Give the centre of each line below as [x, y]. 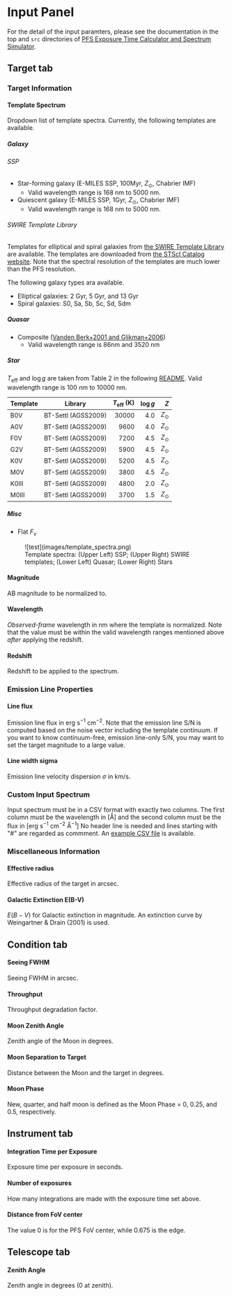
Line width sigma [32, 761]
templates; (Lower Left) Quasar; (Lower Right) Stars [99, 562]
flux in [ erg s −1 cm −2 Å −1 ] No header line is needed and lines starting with [113, 825]
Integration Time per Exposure [52, 1151]
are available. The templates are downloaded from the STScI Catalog [106, 254]
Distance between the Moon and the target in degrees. [86, 1073]
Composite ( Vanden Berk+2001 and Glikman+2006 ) [91, 337]
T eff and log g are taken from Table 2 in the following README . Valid [105, 379]
